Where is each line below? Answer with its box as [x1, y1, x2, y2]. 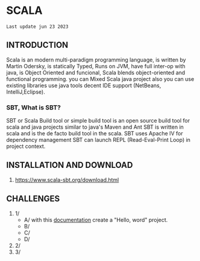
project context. [6, 143, 46, 150]
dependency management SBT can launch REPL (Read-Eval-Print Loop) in [6, 137, 191, 144]
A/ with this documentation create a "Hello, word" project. [23, 216, 168, 224]
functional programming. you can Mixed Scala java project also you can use [6, 75, 195, 82]
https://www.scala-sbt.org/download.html [14, 176, 119, 183]
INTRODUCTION [6, 40, 69, 50]
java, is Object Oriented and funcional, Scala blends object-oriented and [6, 69, 186, 76]
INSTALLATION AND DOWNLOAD [6, 160, 133, 170]
